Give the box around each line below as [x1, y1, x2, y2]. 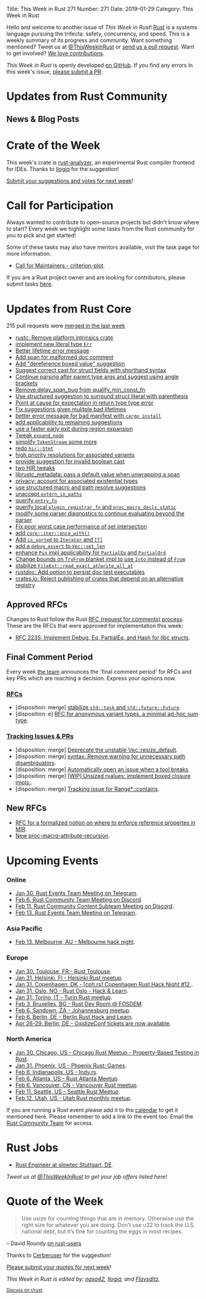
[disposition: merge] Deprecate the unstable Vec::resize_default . [15, 746, 178, 753]
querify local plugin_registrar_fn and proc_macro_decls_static [15, 503, 177, 511]
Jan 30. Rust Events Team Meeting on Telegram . [15, 889, 138, 897]
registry [15, 582, 36, 589]
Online [6, 875, 26, 884]
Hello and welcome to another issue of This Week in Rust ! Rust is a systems [6, 24, 197, 31]
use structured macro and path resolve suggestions [15, 484, 146, 491]
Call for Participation [6, 199, 114, 212]
